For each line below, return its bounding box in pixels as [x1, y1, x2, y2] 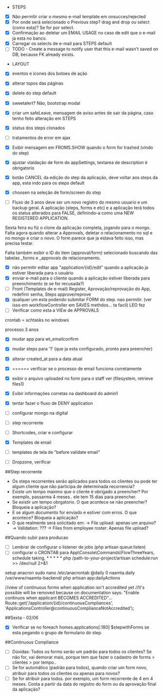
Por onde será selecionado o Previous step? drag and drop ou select [12, 19, 150, 25]
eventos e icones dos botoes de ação [12, 70, 88, 76]
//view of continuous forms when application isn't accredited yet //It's [5, 584, 145, 590]
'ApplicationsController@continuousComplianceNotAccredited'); [5, 605, 135, 611]
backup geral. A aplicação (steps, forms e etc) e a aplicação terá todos [12, 205, 155, 211]
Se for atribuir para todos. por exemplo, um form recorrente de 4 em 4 [12, 675, 153, 681]
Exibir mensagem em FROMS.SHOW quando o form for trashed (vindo [12, 144, 153, 150]
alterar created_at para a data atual [12, 356, 83, 362]
